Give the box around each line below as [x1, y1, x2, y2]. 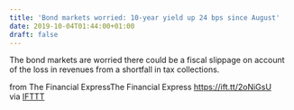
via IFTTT [9, 91, 45, 102]
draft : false [9, 30, 59, 39]
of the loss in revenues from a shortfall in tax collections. [9, 64, 220, 75]
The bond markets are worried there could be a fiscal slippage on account [9, 55, 286, 66]
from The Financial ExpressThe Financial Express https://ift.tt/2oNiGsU [9, 82, 272, 93]
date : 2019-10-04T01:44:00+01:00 [9, 22, 135, 31]
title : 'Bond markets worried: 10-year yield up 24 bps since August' [9, 13, 280, 23]
